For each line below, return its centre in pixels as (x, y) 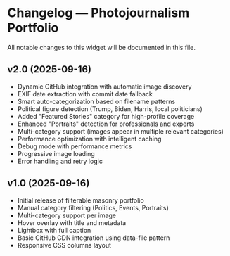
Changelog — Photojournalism (98, 13)
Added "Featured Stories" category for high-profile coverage (106, 116)
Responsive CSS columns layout (64, 245)
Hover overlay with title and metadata (72, 222)
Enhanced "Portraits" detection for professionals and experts (106, 124)
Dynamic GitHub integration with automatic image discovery (104, 87)
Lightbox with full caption (54, 230)
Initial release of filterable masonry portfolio (81, 200)
